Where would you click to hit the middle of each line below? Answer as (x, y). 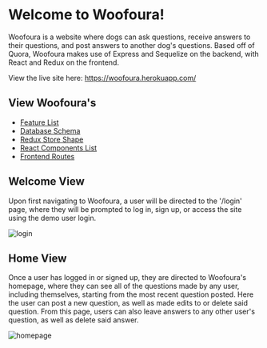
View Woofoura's (52, 103)
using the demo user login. (52, 218)
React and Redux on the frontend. (64, 62)
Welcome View (47, 182)
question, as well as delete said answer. (74, 320)
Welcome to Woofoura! (87, 15)
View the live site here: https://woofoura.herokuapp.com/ (102, 78)
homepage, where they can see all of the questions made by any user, (124, 286)
